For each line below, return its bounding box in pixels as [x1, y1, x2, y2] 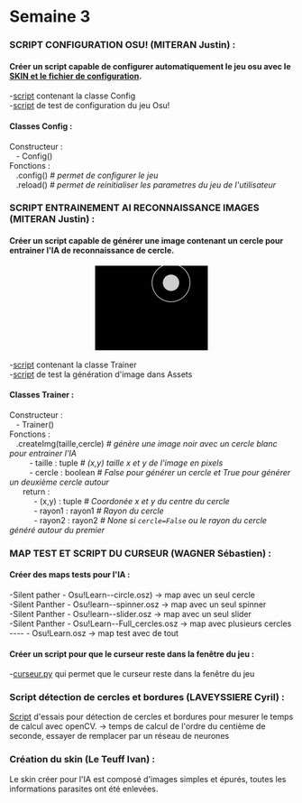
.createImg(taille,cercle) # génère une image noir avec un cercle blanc [15, 438, 278, 448]
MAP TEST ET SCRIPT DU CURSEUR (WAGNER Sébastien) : [9, 547, 272, 559]
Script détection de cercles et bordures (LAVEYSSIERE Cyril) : [9, 691, 286, 704]
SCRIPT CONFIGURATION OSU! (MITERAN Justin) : [9, 39, 236, 51]
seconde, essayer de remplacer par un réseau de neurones [9, 731, 230, 742]
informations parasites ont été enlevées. [9, 783, 159, 794]
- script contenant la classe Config [9, 90, 136, 101]
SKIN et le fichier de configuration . [9, 70, 142, 81]
